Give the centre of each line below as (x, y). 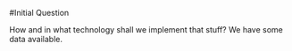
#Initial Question (39, 13)
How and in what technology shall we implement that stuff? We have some (146, 29)
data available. (36, 39)
